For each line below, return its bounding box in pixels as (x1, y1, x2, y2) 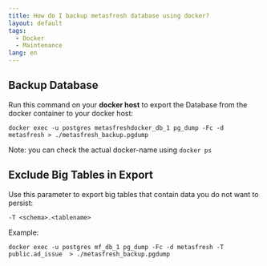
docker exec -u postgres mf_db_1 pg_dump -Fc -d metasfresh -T (8, 243, 225, 251)
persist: (8, 198, 34, 208)
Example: (8, 228, 39, 237)
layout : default (8, 19, 63, 27)
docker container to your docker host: (8, 108, 134, 118)
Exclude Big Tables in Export (8, 168, 154, 182)
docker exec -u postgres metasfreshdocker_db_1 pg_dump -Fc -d (8, 123, 225, 132)
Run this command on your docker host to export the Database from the (8, 99, 248, 109)
